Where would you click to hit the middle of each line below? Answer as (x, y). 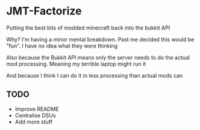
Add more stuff (34, 122)
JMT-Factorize (44, 11)
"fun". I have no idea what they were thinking (62, 46)
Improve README (37, 109)
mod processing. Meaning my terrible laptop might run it (76, 64)
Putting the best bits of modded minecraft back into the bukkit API (88, 28)
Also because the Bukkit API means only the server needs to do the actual (98, 57)
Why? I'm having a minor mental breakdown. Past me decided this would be (100, 39)
